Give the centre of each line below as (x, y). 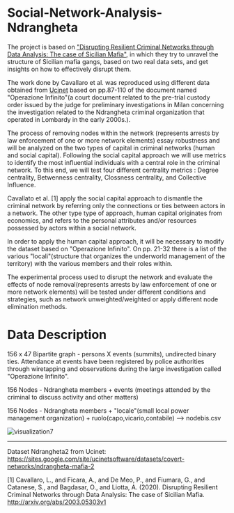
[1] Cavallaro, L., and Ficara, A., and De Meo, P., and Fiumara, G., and (106, 480)
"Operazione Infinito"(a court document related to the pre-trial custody (109, 97)
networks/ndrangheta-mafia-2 (51, 466)
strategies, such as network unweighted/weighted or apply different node (113, 299)
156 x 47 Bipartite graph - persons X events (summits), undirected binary (112, 354)
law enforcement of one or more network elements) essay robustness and (114, 140)
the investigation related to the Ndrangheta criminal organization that (106, 112)
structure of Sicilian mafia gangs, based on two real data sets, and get (108, 61)
